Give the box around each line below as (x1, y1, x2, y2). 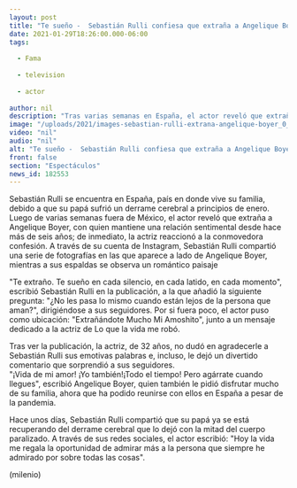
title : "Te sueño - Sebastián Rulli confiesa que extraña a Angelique (9, 21, 278, 30)
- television (17, 71, 65, 80)
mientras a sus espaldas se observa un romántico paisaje (9, 259, 218, 270)
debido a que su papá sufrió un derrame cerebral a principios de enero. (9, 203, 270, 213)
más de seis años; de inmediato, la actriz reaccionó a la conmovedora (9, 231, 263, 242)
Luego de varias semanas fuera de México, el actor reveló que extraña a (9, 213, 273, 223)
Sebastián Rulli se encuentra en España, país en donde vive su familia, (9, 194, 265, 205)
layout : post (9, 12, 57, 22)
